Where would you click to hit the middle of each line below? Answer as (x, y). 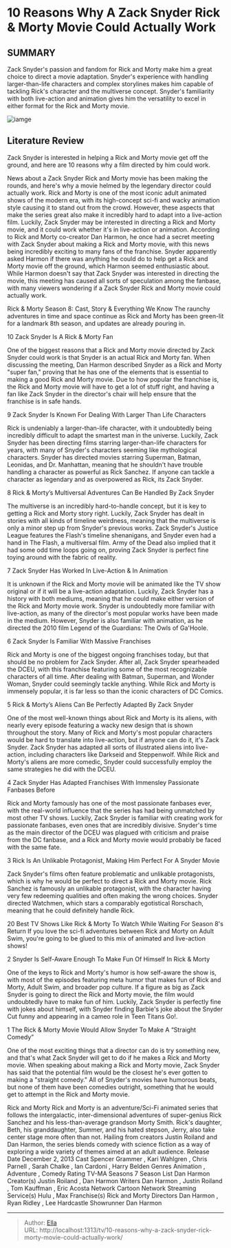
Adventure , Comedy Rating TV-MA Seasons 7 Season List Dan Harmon (109, 1174)
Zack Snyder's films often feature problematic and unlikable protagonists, (111, 874)
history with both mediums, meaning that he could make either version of (111, 598)
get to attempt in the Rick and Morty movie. (68, 1094)
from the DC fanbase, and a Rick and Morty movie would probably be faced (114, 839)
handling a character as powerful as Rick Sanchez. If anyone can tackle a (111, 472)
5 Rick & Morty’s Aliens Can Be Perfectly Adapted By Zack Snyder (100, 704)
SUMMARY (32, 53)
